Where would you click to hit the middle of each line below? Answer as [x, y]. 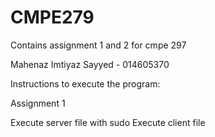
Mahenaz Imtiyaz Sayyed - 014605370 [90, 64]
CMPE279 [52, 17]
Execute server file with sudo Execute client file [108, 122]
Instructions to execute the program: [85, 83]
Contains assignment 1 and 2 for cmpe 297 [98, 45]
